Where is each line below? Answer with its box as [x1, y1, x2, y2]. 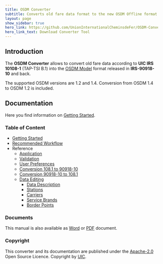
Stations [26, 186, 43, 192]
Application [19, 151, 42, 156]
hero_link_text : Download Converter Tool [5, 30, 90, 34]
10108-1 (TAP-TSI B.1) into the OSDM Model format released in [5, 65, 130, 71]
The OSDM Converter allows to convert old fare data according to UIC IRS [5, 60, 154, 66]
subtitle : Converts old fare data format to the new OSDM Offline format [5, 12, 158, 16]
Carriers [26, 192, 43, 198]
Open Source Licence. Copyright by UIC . [5, 253, 86, 259]
